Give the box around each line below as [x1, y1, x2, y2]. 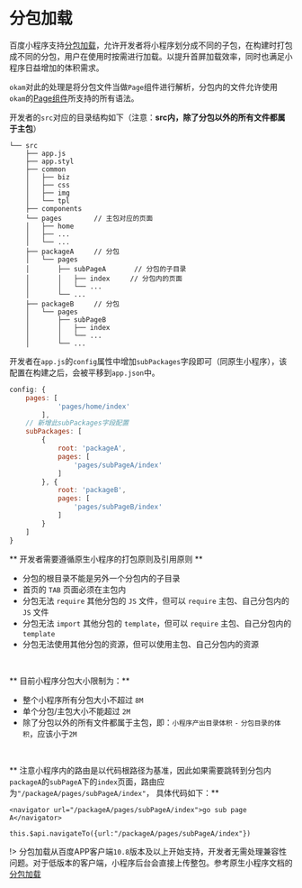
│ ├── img [25, 188, 70, 197]
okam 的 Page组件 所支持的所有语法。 [9, 92, 139, 104]
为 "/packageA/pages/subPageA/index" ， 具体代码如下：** [9, 787, 220, 798]
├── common [25, 164, 67, 174]
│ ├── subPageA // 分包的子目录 [25, 264, 187, 273]
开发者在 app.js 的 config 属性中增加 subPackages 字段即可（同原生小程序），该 [9, 355, 288, 366]
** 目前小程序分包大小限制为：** [9, 675, 130, 686]
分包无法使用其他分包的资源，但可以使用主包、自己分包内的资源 [22, 638, 259, 649]
